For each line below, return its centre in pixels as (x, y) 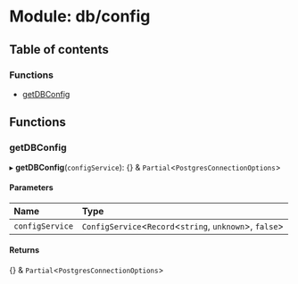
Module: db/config (80, 17)
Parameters (31, 188)
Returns (25, 250)
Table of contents (59, 50)
